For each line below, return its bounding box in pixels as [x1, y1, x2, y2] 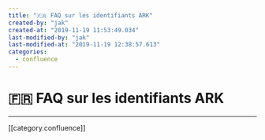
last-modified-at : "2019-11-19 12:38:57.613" [8, 41, 160, 49]
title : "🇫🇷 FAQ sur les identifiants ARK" [8, 11, 154, 20]
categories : [8, 48, 47, 56]
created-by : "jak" [8, 19, 69, 27]
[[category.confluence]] [8, 123, 86, 132]
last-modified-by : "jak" [8, 33, 90, 42]
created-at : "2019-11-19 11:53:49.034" [8, 26, 140, 34]
